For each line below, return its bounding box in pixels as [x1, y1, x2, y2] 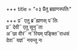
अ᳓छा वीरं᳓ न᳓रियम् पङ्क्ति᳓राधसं [6, 30, 69, 37]
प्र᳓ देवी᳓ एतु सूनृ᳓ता [6, 24, 43, 30]
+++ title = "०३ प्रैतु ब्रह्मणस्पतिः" [6, 6, 72, 12]
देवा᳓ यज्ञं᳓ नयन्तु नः [6, 37, 43, 44]
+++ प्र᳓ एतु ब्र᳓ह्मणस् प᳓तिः [6, 17, 58, 24]
